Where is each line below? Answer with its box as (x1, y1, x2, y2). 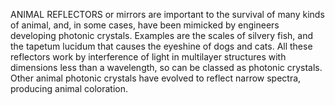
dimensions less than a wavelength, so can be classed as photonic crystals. (10, 62, 323, 73)
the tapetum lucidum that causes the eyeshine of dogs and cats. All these (10, 40, 313, 52)
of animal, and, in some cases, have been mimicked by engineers (10, 19, 280, 31)
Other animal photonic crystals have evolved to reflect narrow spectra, (10, 72, 302, 84)
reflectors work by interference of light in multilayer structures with (10, 51, 287, 63)
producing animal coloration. (10, 83, 128, 94)
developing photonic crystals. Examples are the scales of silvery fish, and (10, 30, 314, 41)
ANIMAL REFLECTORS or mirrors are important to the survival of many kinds (10, 9, 325, 20)
